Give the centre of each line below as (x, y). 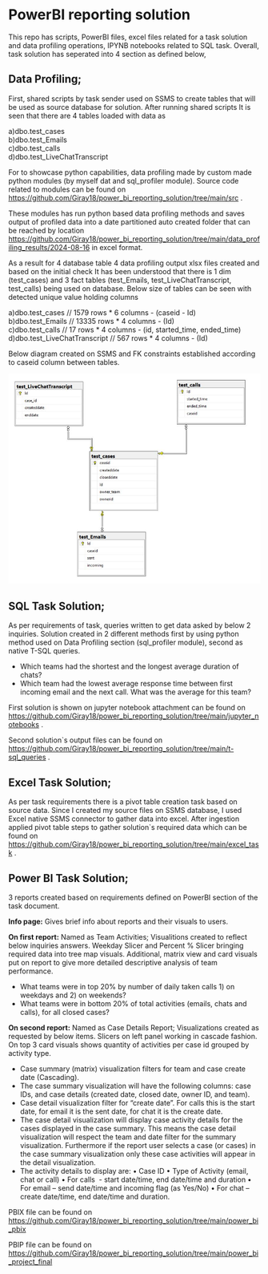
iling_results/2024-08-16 (49, 247)
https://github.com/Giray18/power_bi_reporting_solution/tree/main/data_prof (134, 239)
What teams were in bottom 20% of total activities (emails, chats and (133, 1003)
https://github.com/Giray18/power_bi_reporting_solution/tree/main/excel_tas (134, 844)
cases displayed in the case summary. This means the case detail (128, 1128)
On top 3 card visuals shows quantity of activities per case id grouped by (129, 1045)
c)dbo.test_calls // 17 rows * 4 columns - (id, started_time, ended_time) (125, 330)
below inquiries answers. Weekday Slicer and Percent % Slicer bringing (126, 945)
